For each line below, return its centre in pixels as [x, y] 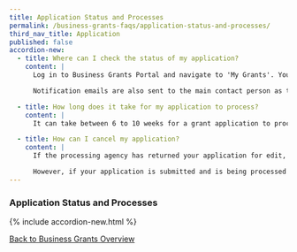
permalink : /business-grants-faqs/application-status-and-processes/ [140, 26]
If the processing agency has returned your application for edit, [160, 156]
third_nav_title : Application [65, 34]
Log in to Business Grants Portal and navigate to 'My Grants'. [153, 75]
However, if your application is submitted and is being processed [160, 172]
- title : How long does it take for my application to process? [138, 107]
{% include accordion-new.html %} [73, 222]
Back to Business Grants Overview [72, 239]
